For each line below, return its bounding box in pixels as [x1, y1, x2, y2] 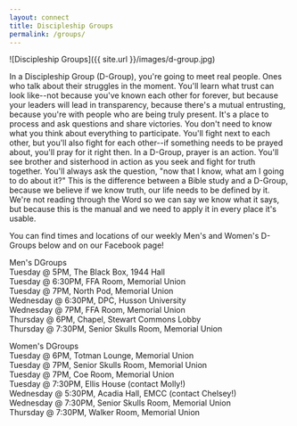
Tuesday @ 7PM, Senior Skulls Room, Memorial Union [9, 360, 208, 371]
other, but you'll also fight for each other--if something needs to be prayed [9, 137, 284, 148]
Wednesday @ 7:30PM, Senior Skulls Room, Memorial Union [9, 397, 232, 408]
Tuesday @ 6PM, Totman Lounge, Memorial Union [9, 350, 194, 361]
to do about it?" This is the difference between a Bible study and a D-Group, [9, 176, 288, 186]
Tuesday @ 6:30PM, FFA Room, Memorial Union [9, 276, 186, 287]
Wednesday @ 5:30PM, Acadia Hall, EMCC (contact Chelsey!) [9, 389, 237, 399]
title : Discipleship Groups [9, 21, 114, 30]
